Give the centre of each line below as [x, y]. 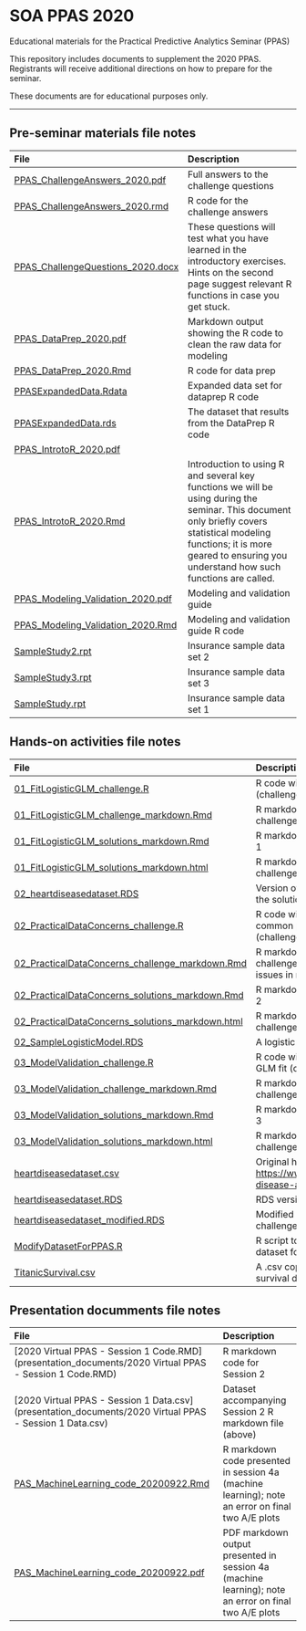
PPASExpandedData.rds [65, 423]
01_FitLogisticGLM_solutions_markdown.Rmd [112, 841]
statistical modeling [229, 532]
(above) [240, 1435]
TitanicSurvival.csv [55, 1272]
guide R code [216, 631]
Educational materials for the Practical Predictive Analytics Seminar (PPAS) [150, 41]
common [275, 925]
